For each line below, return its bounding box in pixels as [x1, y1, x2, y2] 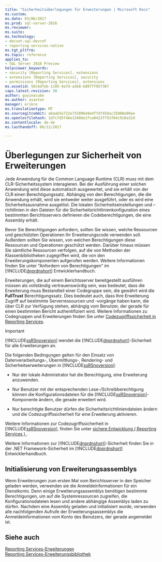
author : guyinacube [5, 93, 44, 98]
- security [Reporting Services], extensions [5, 70, 98, 75]
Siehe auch [5, 533, 40, 542]
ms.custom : [5, 12, 27, 17]
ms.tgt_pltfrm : [5, 48, 36, 52]
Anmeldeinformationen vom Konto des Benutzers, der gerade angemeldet [5, 514, 152, 520]
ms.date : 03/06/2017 [5, 16, 47, 21]
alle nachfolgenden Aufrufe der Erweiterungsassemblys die [5, 509, 123, 515]
